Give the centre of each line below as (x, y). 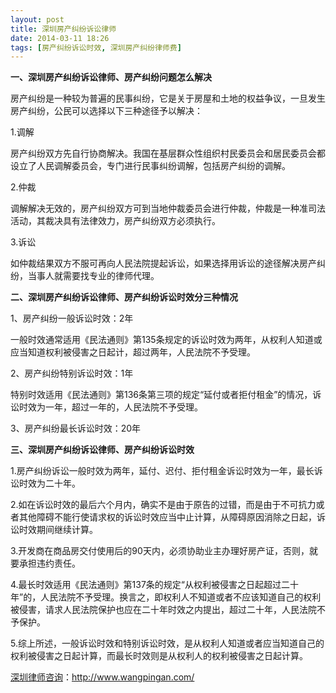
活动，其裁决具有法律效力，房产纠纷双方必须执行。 (115, 221)
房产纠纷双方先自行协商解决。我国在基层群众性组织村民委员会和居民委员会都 (168, 153)
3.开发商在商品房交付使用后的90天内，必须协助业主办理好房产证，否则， (160, 551)
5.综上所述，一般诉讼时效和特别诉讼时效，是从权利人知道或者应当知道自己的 (167, 643)
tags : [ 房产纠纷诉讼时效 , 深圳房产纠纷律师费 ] (96, 47)
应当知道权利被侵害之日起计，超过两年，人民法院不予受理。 (133, 352)
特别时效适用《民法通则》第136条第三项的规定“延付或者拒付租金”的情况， (161, 395)
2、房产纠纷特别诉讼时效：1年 (72, 373)
